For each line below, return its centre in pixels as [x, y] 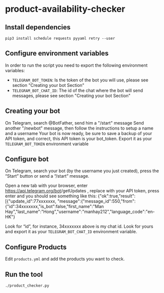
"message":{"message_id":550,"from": [96, 201]
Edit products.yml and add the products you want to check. [65, 259]
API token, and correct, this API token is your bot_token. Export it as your [79, 138]
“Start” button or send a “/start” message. [47, 176]
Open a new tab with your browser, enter [46, 186]
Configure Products [36, 247]
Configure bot [27, 159]
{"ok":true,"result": [117, 196]
